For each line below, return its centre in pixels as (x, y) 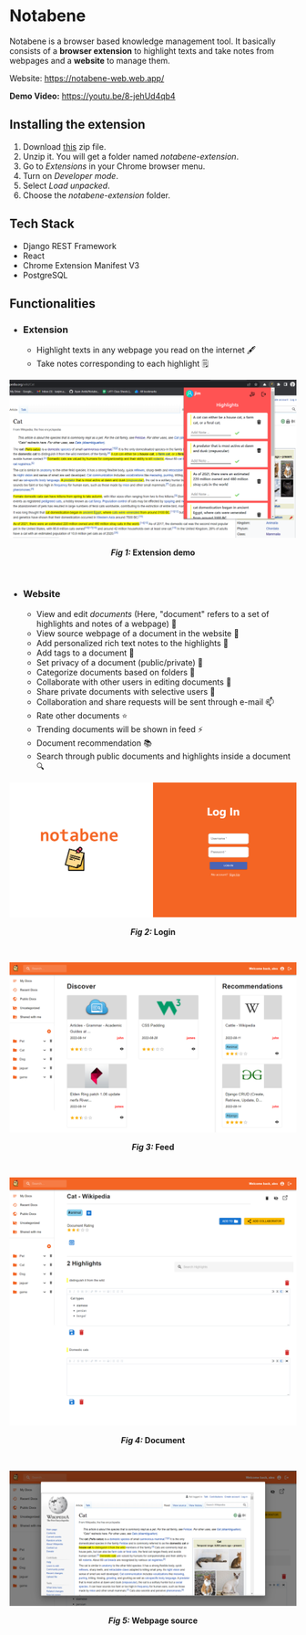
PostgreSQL (45, 275)
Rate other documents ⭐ (82, 715)
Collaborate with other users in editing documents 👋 (134, 682)
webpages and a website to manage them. (90, 60)
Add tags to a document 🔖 (85, 653)
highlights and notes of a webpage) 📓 (107, 624)
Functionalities (52, 304)
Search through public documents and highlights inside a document (163, 756)
